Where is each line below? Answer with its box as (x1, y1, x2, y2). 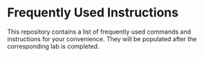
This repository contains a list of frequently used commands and (7, 27, 192, 36)
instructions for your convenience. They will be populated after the (7, 34, 197, 43)
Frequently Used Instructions (7, 5, 178, 21)
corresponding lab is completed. (7, 42, 100, 50)
